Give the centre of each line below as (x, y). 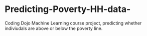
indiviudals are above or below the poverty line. (54, 28)
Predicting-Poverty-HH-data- (68, 9)
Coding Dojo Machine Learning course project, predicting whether (73, 23)
